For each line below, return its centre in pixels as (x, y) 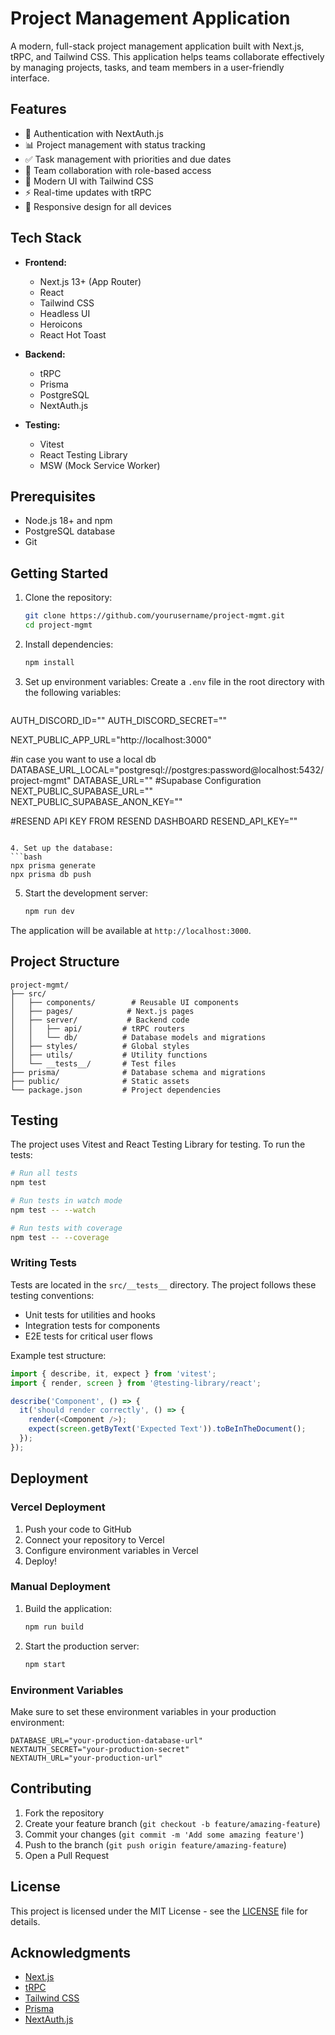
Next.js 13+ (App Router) (90, 281)
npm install (49, 662)
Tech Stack (46, 238)
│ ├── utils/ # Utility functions (109, 1055)
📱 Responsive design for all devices (98, 206)
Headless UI (65, 313)
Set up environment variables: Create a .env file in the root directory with (174, 681)
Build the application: (68, 1608)
